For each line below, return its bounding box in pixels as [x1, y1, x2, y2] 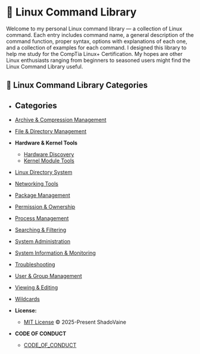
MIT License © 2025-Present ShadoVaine [23, 318, 127, 326]
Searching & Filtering [14, 226, 67, 234]
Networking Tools [14, 180, 58, 187]
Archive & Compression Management [14, 116, 107, 124]
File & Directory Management [14, 128, 87, 135]
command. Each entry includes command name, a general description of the [6, 31, 194, 38]
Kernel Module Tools [23, 157, 74, 164]
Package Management [14, 192, 70, 199]
